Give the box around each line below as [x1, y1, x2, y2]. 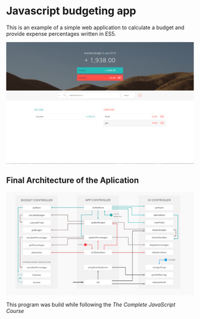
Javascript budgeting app [6, 4, 136, 18]
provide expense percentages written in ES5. [6, 30, 117, 37]
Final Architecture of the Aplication [6, 176, 139, 186]
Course [6, 308, 24, 315]
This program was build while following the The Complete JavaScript [6, 301, 176, 308]
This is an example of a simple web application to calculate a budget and [6, 24, 185, 31]
